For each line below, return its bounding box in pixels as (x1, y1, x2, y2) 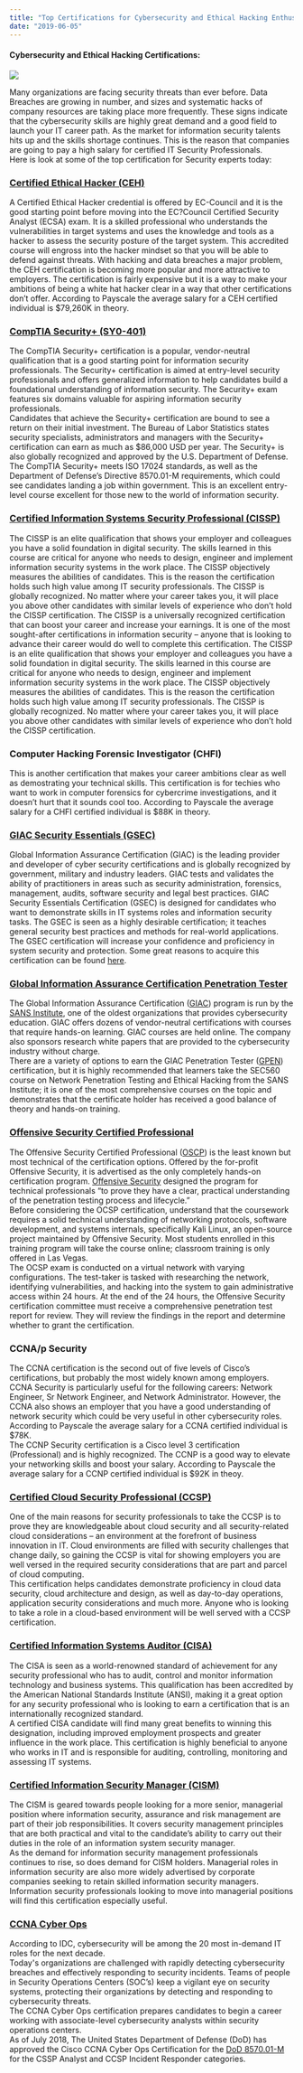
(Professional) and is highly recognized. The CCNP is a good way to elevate (9, 1449, 290, 1460)
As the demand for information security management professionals (9, 1847, 259, 1858)
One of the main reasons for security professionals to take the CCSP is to (9, 1511, 281, 1523)
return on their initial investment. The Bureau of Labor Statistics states (9, 422, 270, 434)
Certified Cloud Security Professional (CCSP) (9, 1491, 212, 1503)
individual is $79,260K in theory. (9, 303, 129, 313)
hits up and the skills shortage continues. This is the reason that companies (9, 135, 290, 145)
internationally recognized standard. (9, 1708, 144, 1719)
